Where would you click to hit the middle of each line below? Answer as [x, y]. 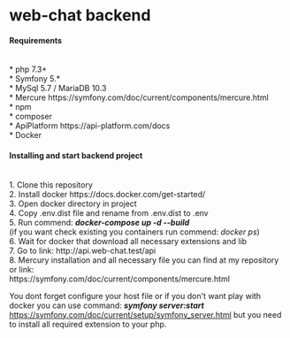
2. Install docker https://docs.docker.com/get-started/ [107, 194]
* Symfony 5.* [35, 79]
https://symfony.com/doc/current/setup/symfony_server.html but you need [145, 314]
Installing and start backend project [76, 155]
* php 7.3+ [28, 69]
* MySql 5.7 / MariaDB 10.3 [58, 88]
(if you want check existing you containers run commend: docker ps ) [135, 232]
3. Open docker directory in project [73, 204]
